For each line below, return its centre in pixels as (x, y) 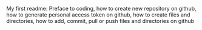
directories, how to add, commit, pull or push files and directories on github (100, 21)
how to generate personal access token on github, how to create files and (98, 15)
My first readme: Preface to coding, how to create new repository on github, (101, 9)
